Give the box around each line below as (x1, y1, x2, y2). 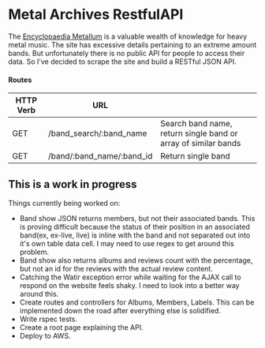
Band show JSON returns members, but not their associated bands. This (19, 213, 256, 223)
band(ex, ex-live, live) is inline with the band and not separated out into (19, 230, 251, 240)
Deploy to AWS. (19, 331, 71, 340)
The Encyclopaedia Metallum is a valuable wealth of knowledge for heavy (8, 32, 248, 41)
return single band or (160, 128, 238, 139)
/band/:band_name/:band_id (47, 151, 153, 162)
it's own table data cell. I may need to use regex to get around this (19, 238, 234, 248)
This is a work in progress (8, 178, 137, 191)
